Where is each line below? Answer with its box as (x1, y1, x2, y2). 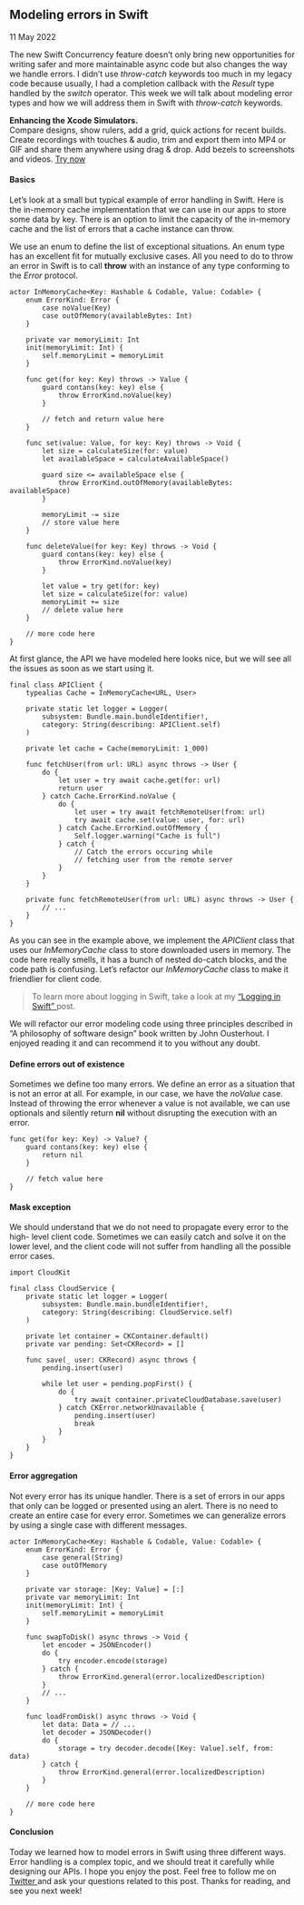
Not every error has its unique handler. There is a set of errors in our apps (9, 1490, 286, 1502)
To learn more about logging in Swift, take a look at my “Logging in (31, 991, 281, 1002)
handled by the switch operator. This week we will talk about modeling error (9, 87, 293, 98)
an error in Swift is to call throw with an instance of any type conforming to (9, 261, 290, 272)
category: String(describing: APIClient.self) (42, 720, 221, 729)
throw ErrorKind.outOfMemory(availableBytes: (57, 479, 233, 488)
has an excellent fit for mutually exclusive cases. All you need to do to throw (9, 251, 293, 262)
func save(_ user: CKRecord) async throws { (25, 1355, 197, 1365)
